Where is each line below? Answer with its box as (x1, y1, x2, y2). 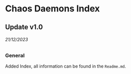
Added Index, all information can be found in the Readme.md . (5, 63, 127, 70)
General (5, 52, 25, 59)
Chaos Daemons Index (5, 3, 100, 14)
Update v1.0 (5, 23, 43, 31)
